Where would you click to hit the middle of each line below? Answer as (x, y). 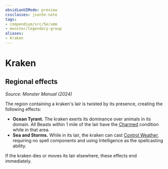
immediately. (18, 161)
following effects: (23, 109)
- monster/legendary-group (34, 29)
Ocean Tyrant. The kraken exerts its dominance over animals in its (82, 119)
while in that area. (31, 130)
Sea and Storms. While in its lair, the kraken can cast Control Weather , (86, 135)
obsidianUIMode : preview (31, 10)
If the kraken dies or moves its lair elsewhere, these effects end (71, 155)
